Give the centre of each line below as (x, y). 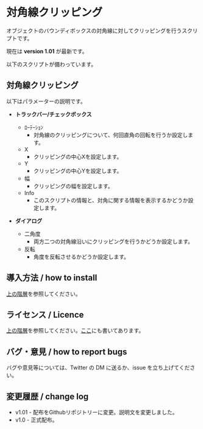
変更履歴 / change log (48, 396)
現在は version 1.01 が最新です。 (47, 51)
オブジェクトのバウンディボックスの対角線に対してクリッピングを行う (94, 31)
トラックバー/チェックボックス (54, 114)
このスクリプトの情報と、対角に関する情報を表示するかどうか (111, 200)
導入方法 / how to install (52, 278)
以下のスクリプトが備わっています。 (51, 64)
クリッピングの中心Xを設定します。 (78, 156)
